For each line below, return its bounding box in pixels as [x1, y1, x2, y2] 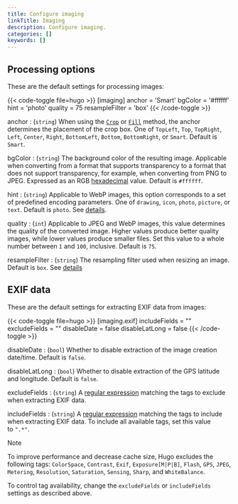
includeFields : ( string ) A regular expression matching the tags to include [7, 409, 222, 418]
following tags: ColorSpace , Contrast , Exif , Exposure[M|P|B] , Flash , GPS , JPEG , [7, 460, 231, 468]
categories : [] [7, 30, 53, 38]
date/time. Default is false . [7, 353, 87, 362]
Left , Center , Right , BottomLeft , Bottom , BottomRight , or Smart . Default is [7, 132, 218, 141]
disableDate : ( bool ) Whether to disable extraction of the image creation [7, 345, 217, 354]
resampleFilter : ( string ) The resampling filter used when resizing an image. [7, 256, 229, 264]
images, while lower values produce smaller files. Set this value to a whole [7, 234, 225, 243]
